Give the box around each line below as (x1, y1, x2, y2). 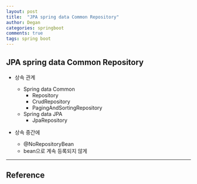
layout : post (6, 8, 38, 15)
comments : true (6, 30, 43, 36)
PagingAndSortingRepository (32, 104, 103, 111)
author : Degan (6, 19, 41, 25)
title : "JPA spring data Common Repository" (6, 14, 119, 20)
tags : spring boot (6, 36, 51, 42)
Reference (6, 171, 45, 180)
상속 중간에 (14, 128, 40, 135)
